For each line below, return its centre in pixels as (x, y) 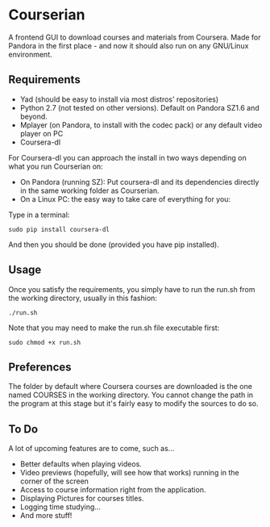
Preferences (40, 367)
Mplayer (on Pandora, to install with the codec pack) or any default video (141, 125)
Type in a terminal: (39, 215)
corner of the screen (54, 481)
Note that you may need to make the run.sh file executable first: (114, 328)
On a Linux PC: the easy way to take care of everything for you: (125, 199)
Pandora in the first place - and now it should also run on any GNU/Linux (129, 45)
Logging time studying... (60, 507)
